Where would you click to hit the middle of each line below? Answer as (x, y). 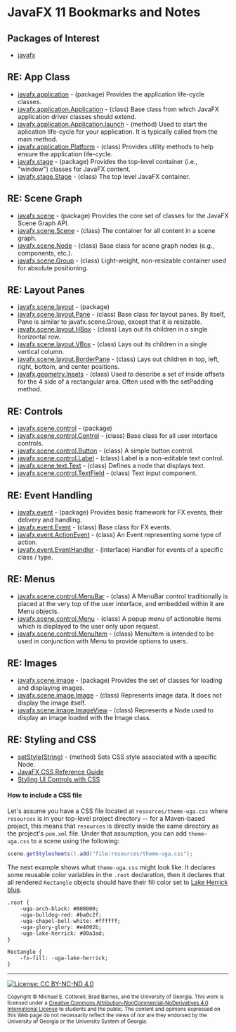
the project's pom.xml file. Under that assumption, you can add (97, 833)
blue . (15, 889)
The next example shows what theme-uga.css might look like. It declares (111, 867)
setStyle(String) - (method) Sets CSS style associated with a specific (117, 757)
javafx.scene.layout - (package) (64, 307)
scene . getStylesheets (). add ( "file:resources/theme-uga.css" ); (100, 854)
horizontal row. (39, 337)
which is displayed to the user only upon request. (88, 626)
